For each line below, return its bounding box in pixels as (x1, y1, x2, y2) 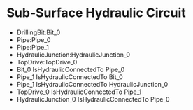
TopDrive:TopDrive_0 (16, 57, 78, 66)
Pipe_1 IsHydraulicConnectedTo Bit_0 (16, 72, 123, 81)
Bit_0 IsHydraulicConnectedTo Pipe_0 (16, 65, 125, 74)
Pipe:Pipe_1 (16, 43, 50, 51)
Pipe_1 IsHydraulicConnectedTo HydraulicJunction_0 (16, 80, 169, 88)
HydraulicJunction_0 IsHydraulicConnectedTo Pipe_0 (16, 95, 170, 103)
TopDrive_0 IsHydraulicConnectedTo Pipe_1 (16, 88, 142, 96)
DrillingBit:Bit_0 (16, 28, 61, 36)
